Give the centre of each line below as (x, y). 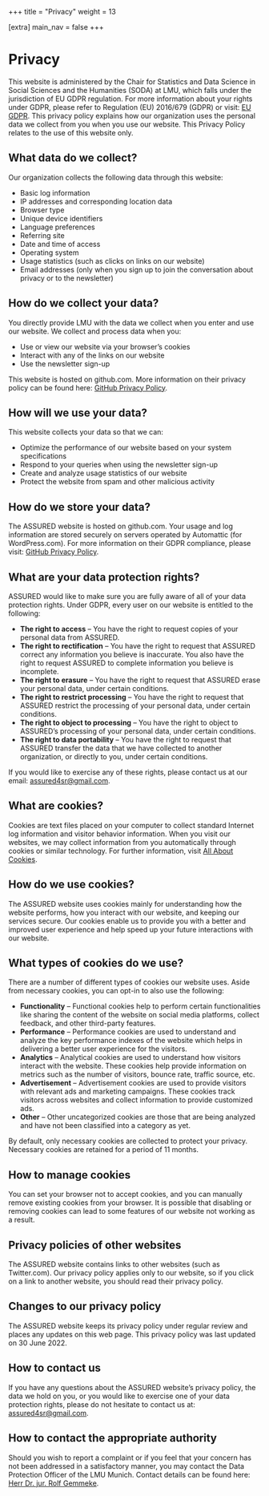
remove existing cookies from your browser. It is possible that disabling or (130, 1203)
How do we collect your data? (84, 303)
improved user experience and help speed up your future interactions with (131, 929)
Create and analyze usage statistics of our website (103, 473)
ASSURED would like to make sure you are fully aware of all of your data (127, 596)
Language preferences (57, 227)
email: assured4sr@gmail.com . (59, 780)
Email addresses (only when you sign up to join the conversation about (137, 269)
